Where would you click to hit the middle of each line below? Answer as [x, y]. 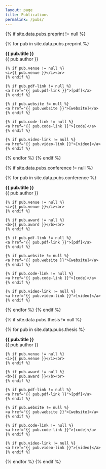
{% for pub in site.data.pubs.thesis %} [45, 329]
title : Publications [27, 15]
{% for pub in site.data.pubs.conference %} [51, 178]
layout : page [19, 10]
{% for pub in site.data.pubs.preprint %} [47, 44]
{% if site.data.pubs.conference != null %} [49, 168]
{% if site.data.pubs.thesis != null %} [44, 320]
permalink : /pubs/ [25, 19]
